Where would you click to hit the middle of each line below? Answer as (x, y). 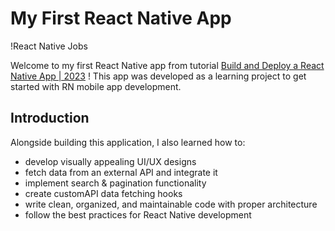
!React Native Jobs (49, 46)
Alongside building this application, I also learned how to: (128, 142)
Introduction (50, 118)
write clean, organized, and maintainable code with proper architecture (171, 204)
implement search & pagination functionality (115, 183)
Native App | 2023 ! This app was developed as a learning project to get (158, 76)
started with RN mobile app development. (96, 86)
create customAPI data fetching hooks (103, 193)
